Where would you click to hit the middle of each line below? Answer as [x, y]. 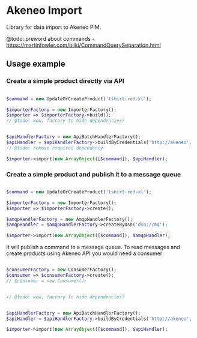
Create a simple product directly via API [65, 81]
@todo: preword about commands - [50, 38]
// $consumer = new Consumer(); [47, 281]
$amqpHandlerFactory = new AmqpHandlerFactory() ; [70, 219]
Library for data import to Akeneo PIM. [54, 27]
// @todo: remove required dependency [55, 148]
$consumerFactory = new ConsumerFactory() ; [62, 270]
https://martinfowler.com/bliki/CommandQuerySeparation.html [83, 45]
